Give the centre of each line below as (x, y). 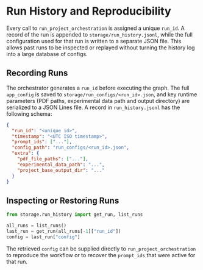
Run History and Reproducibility (89, 11)
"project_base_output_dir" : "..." (61, 170)
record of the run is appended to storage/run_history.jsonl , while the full (100, 34)
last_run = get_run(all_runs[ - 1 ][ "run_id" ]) (64, 231)
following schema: (29, 113)
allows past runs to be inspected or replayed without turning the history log (101, 48)
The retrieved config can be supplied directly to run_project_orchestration (101, 249)
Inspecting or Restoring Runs (63, 200)
